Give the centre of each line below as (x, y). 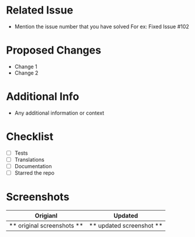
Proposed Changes (54, 50)
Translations (30, 159)
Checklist (30, 136)
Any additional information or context (59, 113)
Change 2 (26, 73)
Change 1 (26, 66)
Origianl (46, 215)
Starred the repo (34, 173)
